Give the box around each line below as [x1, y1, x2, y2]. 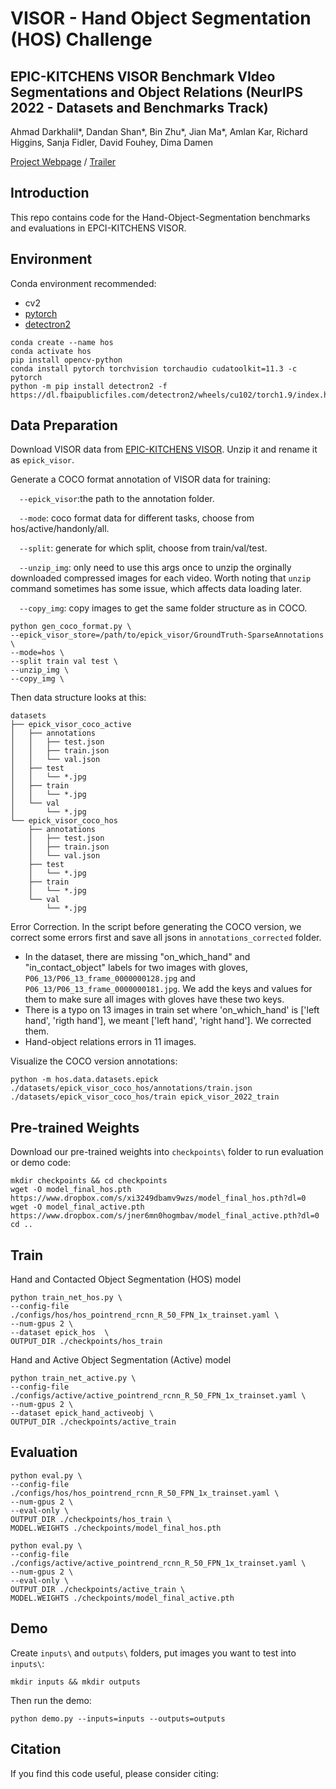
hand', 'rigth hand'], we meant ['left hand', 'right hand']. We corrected [24, 1015, 312, 1027]
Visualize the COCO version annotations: [10, 1055, 178, 1067]
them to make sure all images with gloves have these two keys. [24, 993, 285, 1006]
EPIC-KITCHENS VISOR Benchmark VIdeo [10, 68, 276, 85]
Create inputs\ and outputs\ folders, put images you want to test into [10, 1647, 297, 1659]
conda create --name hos [10, 337, 114, 347]
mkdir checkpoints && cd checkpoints [10, 1176, 168, 1186]
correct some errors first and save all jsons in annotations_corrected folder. [10, 932, 322, 944]
